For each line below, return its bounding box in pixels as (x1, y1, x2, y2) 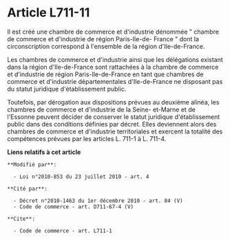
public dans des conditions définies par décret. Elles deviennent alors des (7, 120, 217, 128)
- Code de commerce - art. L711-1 (13, 227, 112, 234)
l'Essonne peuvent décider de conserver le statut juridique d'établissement (7, 112, 220, 121)
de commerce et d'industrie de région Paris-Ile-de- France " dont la (7, 34, 200, 43)
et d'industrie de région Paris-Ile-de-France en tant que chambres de (7, 70, 204, 78)
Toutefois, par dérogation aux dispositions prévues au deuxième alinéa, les (7, 98, 220, 106)
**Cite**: (7, 215, 36, 222)
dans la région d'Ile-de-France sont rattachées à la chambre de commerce (7, 63, 219, 71)
